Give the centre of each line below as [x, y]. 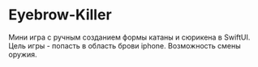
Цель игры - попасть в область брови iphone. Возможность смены [125, 45]
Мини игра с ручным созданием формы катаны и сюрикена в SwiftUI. [129, 37]
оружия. [23, 54]
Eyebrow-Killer [60, 15]
